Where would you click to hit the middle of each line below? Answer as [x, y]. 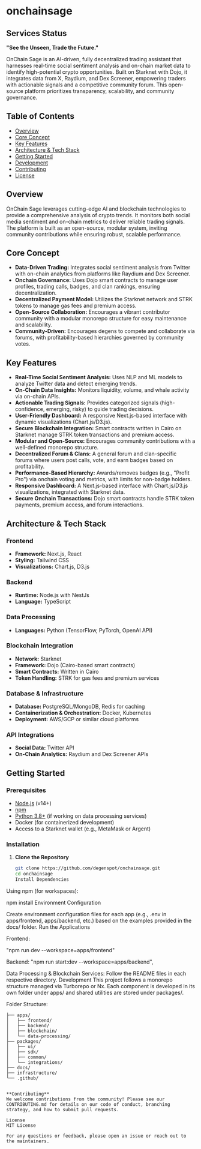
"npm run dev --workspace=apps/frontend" [61, 950]
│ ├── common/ [26, 1057]
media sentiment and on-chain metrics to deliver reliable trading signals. [95, 221]
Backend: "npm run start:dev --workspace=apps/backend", [80, 962]
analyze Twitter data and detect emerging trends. [76, 384]
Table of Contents [40, 116]
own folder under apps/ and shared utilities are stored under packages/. [95, 993]
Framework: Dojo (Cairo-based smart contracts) [75, 665]
